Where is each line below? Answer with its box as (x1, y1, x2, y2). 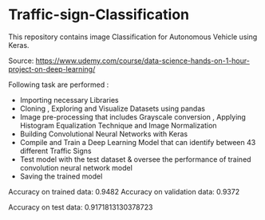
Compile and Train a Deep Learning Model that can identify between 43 (19, 137, 256, 147)
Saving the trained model (19, 171, 103, 181)
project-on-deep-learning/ (8, 64, 96, 73)
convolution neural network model (19, 163, 133, 172)
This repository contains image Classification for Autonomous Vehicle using (8, 32, 258, 41)
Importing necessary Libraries (19, 95, 119, 104)
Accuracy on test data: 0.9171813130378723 (8, 202, 153, 212)
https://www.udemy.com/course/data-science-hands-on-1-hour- (35, 56, 250, 65)
